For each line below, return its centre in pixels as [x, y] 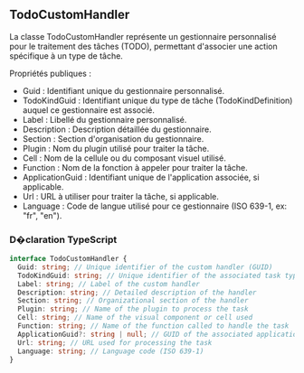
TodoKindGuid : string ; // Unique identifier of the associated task [149, 275]
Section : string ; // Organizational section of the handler [133, 301]
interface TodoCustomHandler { [68, 259]
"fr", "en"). [42, 215]
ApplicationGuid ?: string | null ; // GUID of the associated [135, 334]
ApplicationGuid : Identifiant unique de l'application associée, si [141, 177]
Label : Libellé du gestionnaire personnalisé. [104, 119]
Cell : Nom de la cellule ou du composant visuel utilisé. [124, 158]
